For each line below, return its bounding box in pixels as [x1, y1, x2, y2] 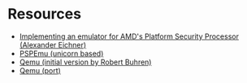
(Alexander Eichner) [19, 39, 87, 49]
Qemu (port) [19, 65, 62, 75]
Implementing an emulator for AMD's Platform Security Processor [19, 31, 239, 41]
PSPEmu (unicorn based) [19, 48, 104, 58]
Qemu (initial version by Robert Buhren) [19, 57, 152, 67]
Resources [7, 5, 82, 23]
